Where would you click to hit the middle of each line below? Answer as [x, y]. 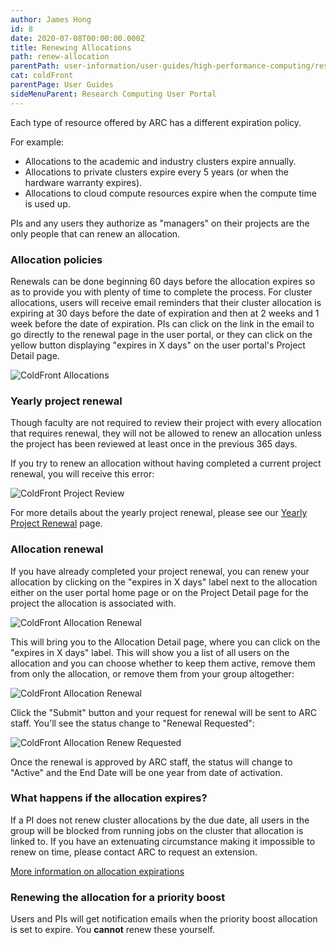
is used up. [47, 203]
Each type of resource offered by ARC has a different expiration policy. [156, 122]
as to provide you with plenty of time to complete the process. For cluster [161, 292]
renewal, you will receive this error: [82, 474]
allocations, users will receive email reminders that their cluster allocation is [166, 302]
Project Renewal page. [56, 523]
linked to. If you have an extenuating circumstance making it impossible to [163, 841]
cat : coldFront [42, 76]
